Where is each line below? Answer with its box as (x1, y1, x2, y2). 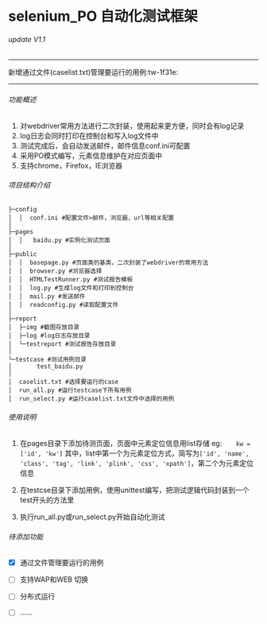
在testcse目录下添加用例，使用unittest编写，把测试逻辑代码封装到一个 (19, 486, 250, 494)
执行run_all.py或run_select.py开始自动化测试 (19, 512, 165, 521)
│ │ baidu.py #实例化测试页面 (8, 236, 110, 244)
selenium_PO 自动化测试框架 (8, 7, 199, 25)
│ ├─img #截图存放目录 (8, 323, 79, 331)
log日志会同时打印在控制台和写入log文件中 (19, 130, 159, 140)
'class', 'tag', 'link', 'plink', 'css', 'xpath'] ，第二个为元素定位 (19, 459, 254, 467)
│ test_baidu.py (8, 362, 83, 370)
